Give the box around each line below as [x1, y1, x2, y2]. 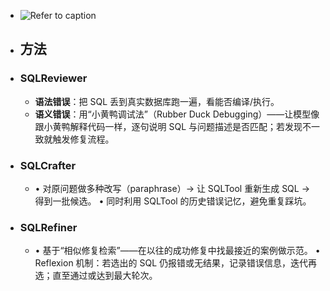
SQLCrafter [19, 158, 77, 172]
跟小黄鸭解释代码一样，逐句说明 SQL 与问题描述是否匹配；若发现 [34, 120, 303, 132]
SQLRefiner [19, 220, 78, 234]
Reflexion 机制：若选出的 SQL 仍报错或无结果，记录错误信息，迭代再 [34, 257, 318, 269]
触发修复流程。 [52, 133, 115, 145]
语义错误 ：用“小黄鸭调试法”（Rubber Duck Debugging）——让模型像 [34, 108, 320, 120]
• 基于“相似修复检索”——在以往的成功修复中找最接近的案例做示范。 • [34, 245, 321, 257]
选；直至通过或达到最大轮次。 [34, 270, 158, 282]
